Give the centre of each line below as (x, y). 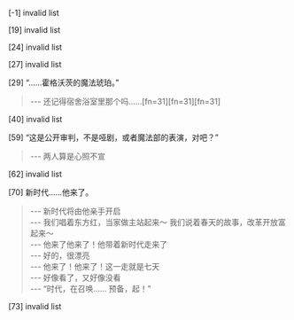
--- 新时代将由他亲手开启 (75, 211)
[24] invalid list (35, 47)
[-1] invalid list (34, 13)
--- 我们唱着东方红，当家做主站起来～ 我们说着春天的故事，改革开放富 (158, 222)
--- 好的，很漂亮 (60, 255)
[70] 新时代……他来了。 (51, 192)
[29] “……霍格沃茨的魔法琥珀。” (64, 82)
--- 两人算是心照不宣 (68, 156)
